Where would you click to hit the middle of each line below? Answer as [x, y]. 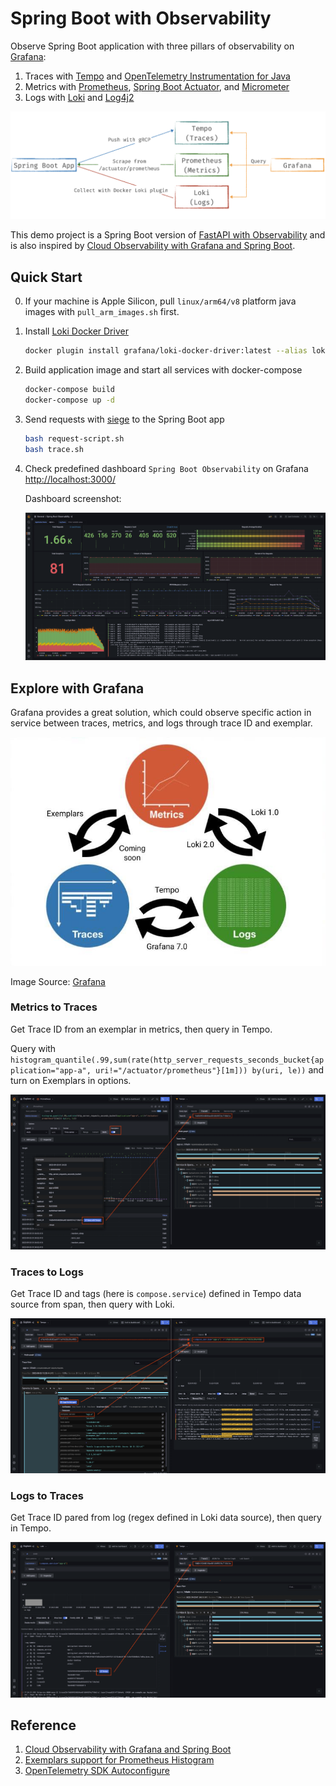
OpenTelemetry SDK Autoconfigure [97, 1771]
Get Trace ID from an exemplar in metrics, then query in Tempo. [141, 1029]
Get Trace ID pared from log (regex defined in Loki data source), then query [166, 1518]
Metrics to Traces [54, 1007]
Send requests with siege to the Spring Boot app [124, 419]
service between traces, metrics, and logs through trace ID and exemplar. [161, 723]
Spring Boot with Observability [141, 18]
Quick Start [46, 277]
